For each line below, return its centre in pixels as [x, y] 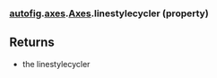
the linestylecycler [56, 64]
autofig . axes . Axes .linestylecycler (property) [109, 13]
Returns [32, 43]
